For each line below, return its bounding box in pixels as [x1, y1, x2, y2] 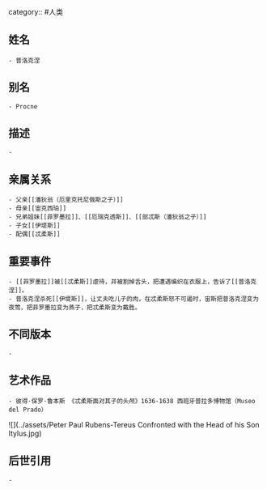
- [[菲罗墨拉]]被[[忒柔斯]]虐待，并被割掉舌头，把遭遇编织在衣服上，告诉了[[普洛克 [8, 278, 257, 286]
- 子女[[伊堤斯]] [8, 222, 61, 230]
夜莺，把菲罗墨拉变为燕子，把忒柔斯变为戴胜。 [8, 304, 142, 312]
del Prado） [8, 406, 48, 414]
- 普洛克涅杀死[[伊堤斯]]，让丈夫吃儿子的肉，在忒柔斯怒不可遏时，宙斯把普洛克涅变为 [8, 295, 259, 304]
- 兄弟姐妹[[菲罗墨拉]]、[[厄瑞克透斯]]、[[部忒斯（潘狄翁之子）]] [8, 213, 207, 221]
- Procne [8, 102, 38, 111]
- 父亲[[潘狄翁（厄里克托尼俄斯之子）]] [8, 196, 124, 204]
